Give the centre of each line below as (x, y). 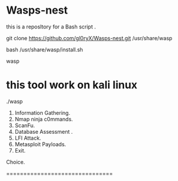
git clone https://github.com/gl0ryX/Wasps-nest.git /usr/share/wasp (89, 38)
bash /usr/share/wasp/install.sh (44, 49)
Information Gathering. (42, 112)
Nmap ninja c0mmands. (44, 119)
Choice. (16, 162)
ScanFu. (25, 125)
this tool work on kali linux (72, 85)
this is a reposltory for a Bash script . (51, 27)
